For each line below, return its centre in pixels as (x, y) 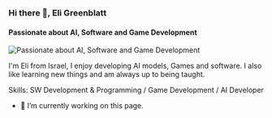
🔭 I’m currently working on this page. (82, 106)
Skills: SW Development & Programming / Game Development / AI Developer (136, 90)
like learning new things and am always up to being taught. (107, 74)
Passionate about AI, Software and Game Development (103, 32)
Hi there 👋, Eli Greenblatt (58, 13)
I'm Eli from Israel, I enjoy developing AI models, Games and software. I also (135, 66)
